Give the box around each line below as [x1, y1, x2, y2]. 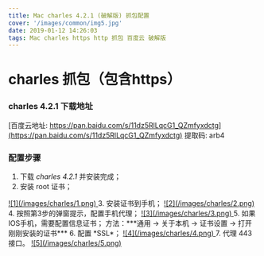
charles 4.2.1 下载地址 [8, 101, 94, 112]
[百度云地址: [8, 120, 49, 130]
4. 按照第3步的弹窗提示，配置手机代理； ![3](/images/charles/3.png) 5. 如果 [8, 208, 256, 219]
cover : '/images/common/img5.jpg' [8, 19, 123, 27]
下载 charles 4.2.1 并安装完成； [19, 172, 122, 181]
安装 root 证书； [19, 182, 73, 192]
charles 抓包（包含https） [8, 71, 181, 88]
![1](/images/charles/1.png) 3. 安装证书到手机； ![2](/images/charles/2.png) [8, 199, 255, 208]
